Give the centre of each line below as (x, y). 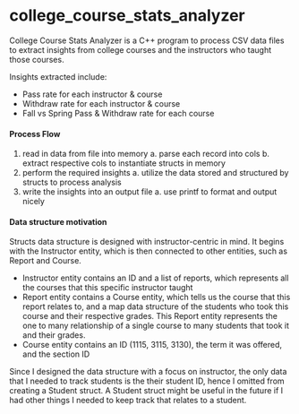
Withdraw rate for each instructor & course (101, 103)
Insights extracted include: (58, 76)
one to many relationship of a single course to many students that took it (155, 326)
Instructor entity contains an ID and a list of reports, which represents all (155, 278)
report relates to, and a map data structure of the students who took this (155, 306)
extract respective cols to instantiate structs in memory (124, 163)
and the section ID (56, 354)
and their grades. (54, 335)
